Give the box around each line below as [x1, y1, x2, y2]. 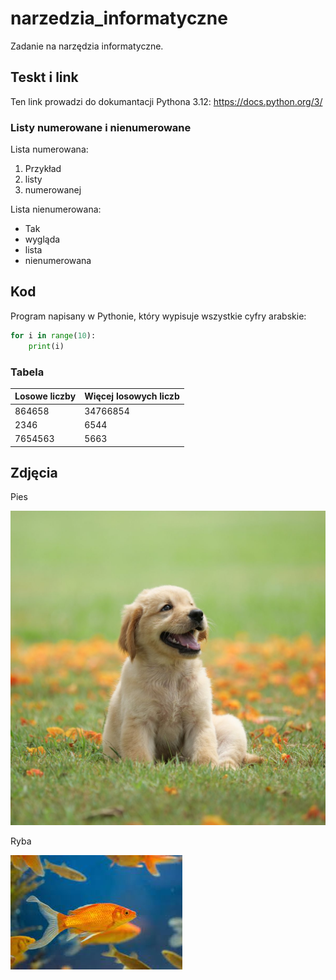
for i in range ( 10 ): [10, 330, 97, 341]
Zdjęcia [10, 465, 58, 482]
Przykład [24, 163, 62, 175]
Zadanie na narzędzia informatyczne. [10, 40, 164, 52]
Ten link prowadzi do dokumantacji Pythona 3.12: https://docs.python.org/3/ [10, 95, 323, 107]
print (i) [28, 341, 65, 351]
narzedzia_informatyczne [10, 7, 228, 30]
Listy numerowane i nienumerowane [10, 120, 192, 134]
